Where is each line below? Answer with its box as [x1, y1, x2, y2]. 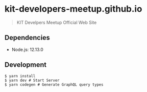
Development [4, 61, 47, 69]
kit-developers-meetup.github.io [4, 3, 143, 15]
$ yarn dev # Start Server [4, 78, 60, 83]
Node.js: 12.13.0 [11, 46, 44, 52]
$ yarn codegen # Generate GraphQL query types [4, 82, 104, 87]
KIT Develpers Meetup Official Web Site [16, 19, 97, 25]
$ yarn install [4, 74, 36, 78]
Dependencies [4, 34, 50, 42]
